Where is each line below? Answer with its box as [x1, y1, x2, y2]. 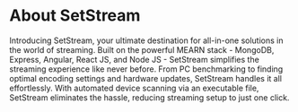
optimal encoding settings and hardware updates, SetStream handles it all [9, 73, 283, 83]
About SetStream [9, 5, 141, 26]
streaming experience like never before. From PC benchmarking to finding [9, 64, 284, 74]
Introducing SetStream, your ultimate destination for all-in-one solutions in [9, 35, 284, 46]
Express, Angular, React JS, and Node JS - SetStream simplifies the [9, 54, 260, 65]
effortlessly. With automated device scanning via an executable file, [9, 82, 259, 93]
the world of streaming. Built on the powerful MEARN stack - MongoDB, [9, 44, 275, 55]
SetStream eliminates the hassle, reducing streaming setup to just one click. [9, 91, 290, 103]
